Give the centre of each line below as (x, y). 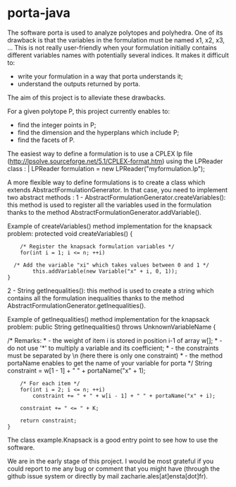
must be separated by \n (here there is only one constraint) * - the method (115, 356)
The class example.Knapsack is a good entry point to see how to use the (113, 440)
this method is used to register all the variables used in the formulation (110, 205)
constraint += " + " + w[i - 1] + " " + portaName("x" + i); (124, 396)
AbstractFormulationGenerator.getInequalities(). (77, 305)
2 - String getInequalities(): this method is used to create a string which (111, 291)
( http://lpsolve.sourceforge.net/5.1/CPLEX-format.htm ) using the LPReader (115, 161)
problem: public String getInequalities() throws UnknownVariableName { (112, 327)
